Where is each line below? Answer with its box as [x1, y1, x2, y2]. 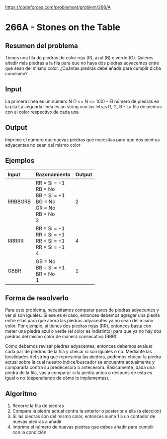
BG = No [35, 198, 56, 205]
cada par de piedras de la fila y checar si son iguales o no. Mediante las [5, 349, 152, 355]
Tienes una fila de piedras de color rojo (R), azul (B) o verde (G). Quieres [5, 55, 154, 60]
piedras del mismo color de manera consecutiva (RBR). [5, 334, 118, 340]
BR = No [35, 270, 55, 277]
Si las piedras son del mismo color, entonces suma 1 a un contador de [12, 414, 156, 420]
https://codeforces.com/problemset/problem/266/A [5, 4, 111, 10]
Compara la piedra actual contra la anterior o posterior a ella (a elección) [12, 408, 162, 414]
